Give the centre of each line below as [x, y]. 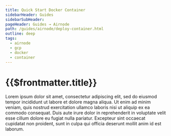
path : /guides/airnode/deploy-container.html [54, 29]
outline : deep [20, 34]
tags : [11, 39]
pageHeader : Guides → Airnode [38, 24]
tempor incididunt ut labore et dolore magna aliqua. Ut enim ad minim [78, 102]
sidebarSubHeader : [25, 19]
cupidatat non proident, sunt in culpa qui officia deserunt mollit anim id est [83, 124]
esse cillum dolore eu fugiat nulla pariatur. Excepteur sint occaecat [75, 118]
